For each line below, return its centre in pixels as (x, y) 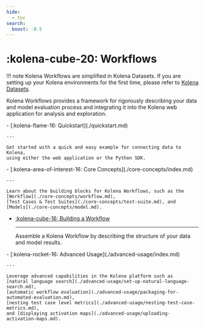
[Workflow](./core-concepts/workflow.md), (61, 197)
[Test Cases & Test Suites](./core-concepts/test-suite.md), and (91, 202)
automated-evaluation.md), (41, 298)
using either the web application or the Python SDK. (76, 158)
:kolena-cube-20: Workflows (82, 59)
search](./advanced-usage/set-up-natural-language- (122, 282)
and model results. (38, 243)
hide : (13, 12)
